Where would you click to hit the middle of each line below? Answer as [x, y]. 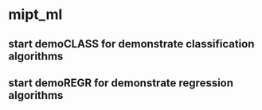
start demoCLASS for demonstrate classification [131, 44]
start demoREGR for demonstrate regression [121, 83]
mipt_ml [35, 15]
